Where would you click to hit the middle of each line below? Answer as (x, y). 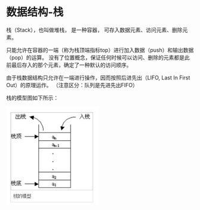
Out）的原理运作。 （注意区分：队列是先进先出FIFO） (72, 85)
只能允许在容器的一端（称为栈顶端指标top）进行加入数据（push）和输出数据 (100, 50)
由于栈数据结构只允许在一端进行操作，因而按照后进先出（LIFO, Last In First (98, 78)
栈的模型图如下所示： (32, 98)
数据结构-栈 (35, 12)
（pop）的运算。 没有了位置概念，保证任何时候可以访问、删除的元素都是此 (98, 57)
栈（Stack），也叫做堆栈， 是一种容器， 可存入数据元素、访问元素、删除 (95, 30)
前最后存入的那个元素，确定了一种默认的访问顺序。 (69, 65)
